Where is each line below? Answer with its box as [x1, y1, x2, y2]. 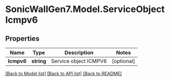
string [31, 58, 47, 64]
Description [64, 49, 94, 56]
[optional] [111, 58, 135, 64]
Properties [5, 34, 40, 43]
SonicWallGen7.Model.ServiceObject [5, 4, 165, 15]
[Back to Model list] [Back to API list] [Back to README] [5, 70, 122, 76]
